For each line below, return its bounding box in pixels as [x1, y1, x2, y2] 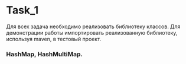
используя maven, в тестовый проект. [6, 35, 102, 42]
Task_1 [6, 4, 39, 17]
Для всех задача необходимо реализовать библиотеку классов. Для [6, 23, 181, 30]
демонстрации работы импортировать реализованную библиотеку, [6, 29, 178, 36]
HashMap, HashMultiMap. [6, 50, 83, 58]
